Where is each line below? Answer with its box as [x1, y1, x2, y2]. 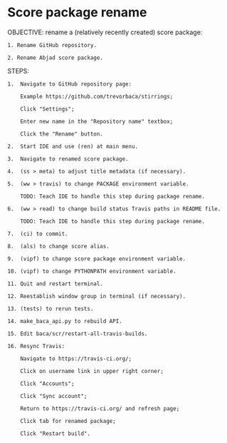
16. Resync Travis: [7, 342, 65, 350]
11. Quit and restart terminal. [7, 280, 103, 287]
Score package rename [7, 4, 147, 21]
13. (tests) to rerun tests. [7, 305, 94, 312]
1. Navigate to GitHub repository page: [7, 80, 132, 88]
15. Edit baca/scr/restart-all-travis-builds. [7, 330, 148, 337]
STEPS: [7, 66, 30, 75]
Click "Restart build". [20, 429, 91, 437]
